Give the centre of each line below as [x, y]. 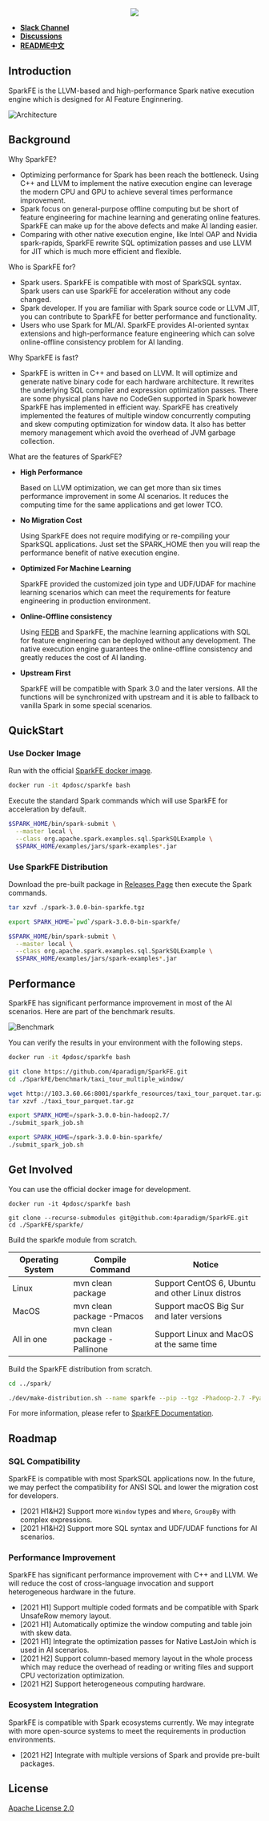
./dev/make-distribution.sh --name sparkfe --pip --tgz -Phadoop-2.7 [127, 1398]
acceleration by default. [47, 809]
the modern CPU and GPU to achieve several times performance [126, 191]
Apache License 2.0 [41, 1808]
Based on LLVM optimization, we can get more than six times [120, 487]
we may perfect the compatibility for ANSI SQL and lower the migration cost [133, 1487]
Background [39, 140]
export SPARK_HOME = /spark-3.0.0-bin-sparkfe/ [85, 1138]
